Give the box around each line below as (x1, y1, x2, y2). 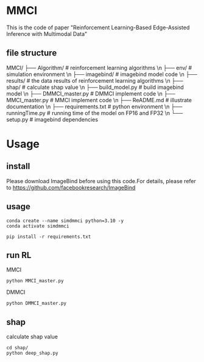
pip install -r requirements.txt (6, 234, 91, 240)
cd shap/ (6, 345, 29, 351)
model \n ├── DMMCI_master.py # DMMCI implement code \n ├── (6, 89, 175, 97)
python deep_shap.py (6, 350, 59, 357)
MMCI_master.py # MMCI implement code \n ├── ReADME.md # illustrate (6, 96, 192, 103)
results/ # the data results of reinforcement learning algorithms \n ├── (6, 77, 184, 84)
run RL (6, 250, 32, 260)
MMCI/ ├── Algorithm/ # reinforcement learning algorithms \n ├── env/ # (6, 64, 192, 71)
